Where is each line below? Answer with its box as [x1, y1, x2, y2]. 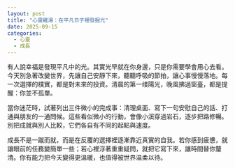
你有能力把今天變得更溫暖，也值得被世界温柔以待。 [19, 153, 166, 161]
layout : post [7, 10, 45, 17]
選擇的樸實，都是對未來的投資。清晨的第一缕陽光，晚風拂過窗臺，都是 [19, 80, 222, 88]
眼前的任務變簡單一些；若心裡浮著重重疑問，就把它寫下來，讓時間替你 [13, 144, 215, 153]
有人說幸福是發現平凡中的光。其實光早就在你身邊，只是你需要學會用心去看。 [7, 63, 228, 70]
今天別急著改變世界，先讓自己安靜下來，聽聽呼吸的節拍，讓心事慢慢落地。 [7, 71, 222, 79]
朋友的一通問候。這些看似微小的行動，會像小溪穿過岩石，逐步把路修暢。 [19, 112, 228, 121]
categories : [7, 29, 42, 37]
